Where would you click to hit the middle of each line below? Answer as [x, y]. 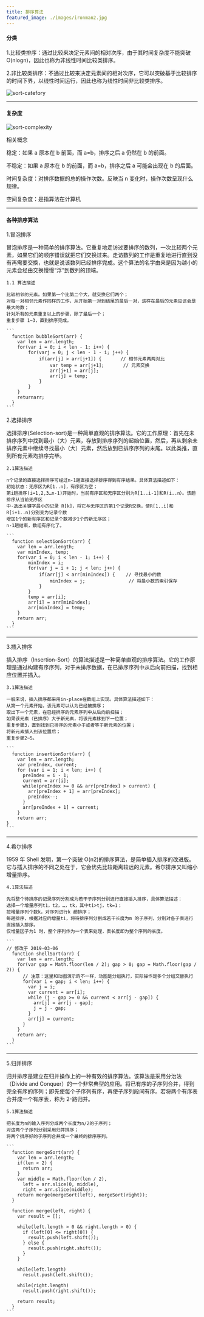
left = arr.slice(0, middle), [60, 1184]
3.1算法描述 [20, 688]
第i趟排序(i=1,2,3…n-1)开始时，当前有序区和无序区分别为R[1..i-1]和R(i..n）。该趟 [101, 494]
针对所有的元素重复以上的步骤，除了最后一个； [56, 314]
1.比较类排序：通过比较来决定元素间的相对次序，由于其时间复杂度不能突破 [99, 52]
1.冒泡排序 [19, 234]
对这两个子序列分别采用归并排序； [42, 1130]
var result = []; [39, 1217]
